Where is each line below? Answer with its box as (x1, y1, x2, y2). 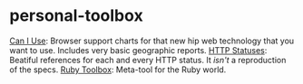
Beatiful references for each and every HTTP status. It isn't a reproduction (9, 54, 287, 65)
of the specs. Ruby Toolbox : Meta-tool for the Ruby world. (9, 64, 227, 75)
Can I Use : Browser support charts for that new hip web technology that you (9, 35, 295, 46)
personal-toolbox (9, 5, 143, 26)
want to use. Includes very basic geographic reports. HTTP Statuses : (9, 44, 268, 55)
